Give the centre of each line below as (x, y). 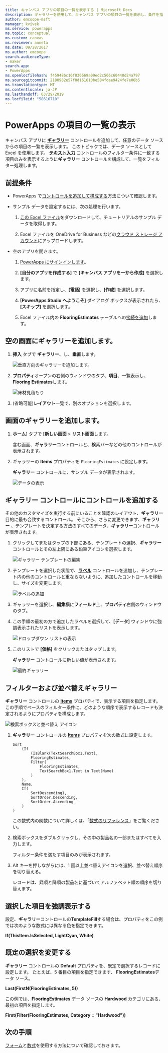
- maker (13, 61)
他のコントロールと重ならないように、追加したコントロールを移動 (94, 577)
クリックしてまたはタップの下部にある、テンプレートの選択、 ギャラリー (87, 543)
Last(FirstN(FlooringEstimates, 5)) (42, 988)
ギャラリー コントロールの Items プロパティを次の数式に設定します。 (84, 735)
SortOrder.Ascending (52, 802)
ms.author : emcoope (26, 52)
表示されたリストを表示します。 (50, 628)
